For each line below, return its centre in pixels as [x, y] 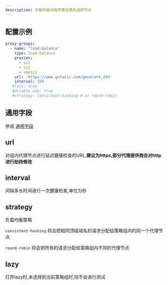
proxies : [24, 58]
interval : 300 [29, 82]
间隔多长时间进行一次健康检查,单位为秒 [46, 191]
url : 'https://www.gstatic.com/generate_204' [63, 77]
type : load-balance [35, 53]
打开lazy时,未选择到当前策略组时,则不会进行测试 [55, 277]
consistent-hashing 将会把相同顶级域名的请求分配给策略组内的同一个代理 [82, 231]
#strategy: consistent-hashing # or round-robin [64, 96]
